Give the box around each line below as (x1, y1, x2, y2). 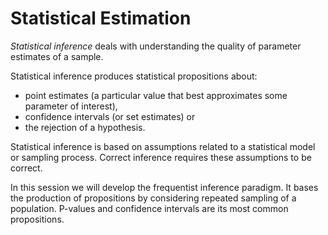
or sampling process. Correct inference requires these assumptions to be (10, 151, 312, 163)
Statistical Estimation (10, 7, 192, 30)
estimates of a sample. (10, 50, 104, 62)
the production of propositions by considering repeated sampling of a (10, 192, 297, 204)
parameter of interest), (24, 100, 118, 112)
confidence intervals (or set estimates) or (24, 110, 196, 122)
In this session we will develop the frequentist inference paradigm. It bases (10, 181, 319, 193)
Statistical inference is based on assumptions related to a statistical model (10, 140, 316, 152)
